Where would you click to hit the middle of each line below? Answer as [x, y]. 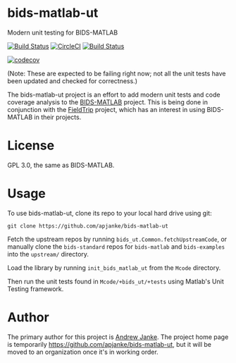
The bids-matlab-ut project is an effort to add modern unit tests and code [114, 94]
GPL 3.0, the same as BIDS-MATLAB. [61, 165]
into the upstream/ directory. [48, 254]
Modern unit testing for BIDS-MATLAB [63, 32]
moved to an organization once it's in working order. [83, 352]
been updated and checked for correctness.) [73, 81]
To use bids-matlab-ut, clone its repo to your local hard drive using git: [110, 213]
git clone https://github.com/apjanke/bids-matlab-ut [88, 226]
